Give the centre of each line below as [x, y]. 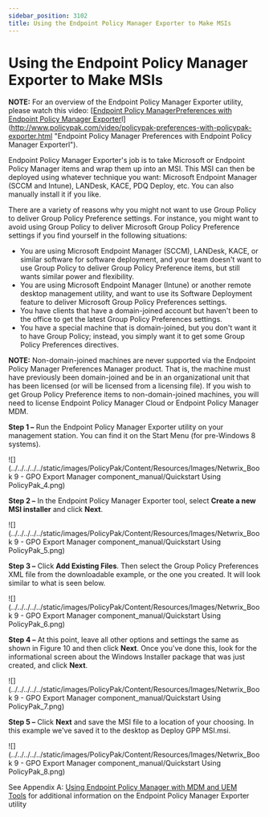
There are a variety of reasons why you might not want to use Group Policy [132, 210]
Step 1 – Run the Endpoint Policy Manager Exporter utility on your [116, 427]
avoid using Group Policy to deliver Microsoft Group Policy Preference [124, 227]
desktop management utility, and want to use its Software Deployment [136, 294]
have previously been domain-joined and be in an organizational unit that [129, 377]
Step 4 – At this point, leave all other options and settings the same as [124, 640]
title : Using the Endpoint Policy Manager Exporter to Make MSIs [120, 23]
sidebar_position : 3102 [48, 16]
